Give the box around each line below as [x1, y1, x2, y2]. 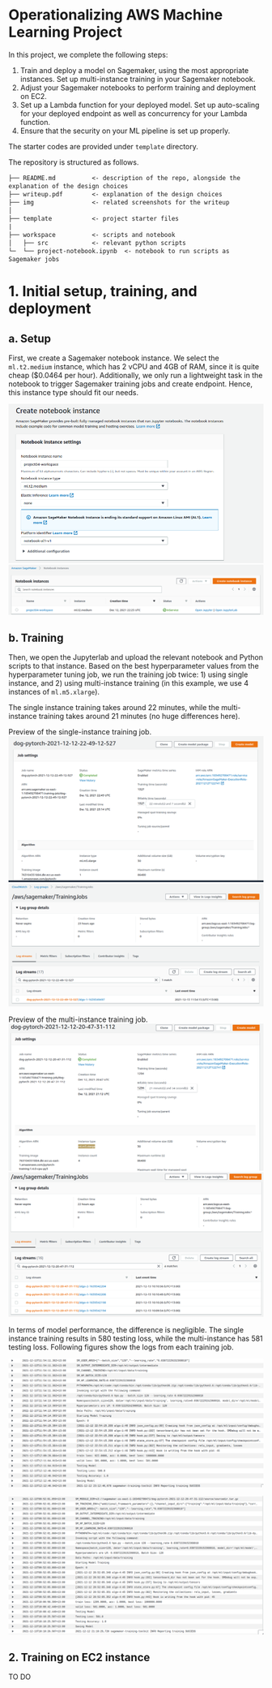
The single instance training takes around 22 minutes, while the [8, 703, 220, 713]
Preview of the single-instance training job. [8, 727, 152, 737]
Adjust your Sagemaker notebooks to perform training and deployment [19, 83, 257, 93]
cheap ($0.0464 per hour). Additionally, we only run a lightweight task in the [8, 370, 263, 380]
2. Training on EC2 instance [8, 1650, 151, 1664]
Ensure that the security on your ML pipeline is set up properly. [19, 126, 231, 136]
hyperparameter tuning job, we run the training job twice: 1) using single [8, 670, 249, 679]
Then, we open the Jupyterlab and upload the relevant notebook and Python [8, 652, 263, 662]
